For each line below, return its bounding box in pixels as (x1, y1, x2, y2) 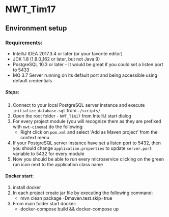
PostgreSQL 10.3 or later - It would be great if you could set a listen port (12, 61, 164, 67)
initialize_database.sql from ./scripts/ (12, 107, 101, 113)
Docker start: (5, 173, 34, 179)
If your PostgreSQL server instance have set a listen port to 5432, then (12, 140, 161, 146)
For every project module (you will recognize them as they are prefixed (12, 118, 161, 124)
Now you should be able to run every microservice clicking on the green (12, 156, 164, 162)
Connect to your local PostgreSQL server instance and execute (12, 102, 145, 108)
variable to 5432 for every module (12, 150, 84, 157)
